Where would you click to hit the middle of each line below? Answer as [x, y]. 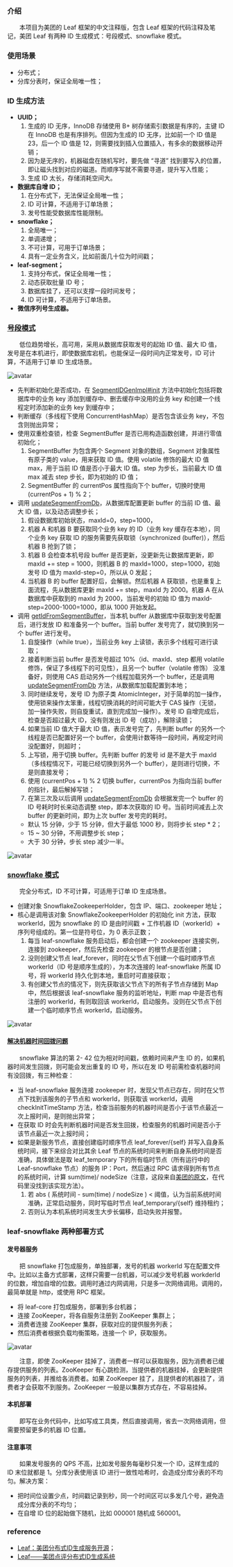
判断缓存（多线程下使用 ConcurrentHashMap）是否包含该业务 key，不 [118, 416]
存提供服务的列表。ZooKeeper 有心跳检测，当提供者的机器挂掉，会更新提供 [115, 1370]
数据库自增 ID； [40, 186]
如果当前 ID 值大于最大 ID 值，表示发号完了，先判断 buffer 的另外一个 [126, 729]
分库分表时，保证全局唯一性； [60, 81]
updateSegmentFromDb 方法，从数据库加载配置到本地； [108, 685]
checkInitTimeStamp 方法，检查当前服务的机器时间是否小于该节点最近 [117, 1107]
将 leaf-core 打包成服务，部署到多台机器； [78, 1306]
